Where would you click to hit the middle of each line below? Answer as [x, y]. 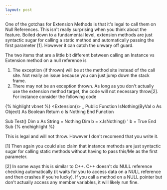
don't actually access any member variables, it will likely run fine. [72, 182]
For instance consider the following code [54, 96]
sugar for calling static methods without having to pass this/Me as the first [82, 151]
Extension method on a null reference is [46, 60]
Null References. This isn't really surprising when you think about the [76, 29]
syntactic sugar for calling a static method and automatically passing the [80, 40]
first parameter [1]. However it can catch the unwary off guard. [69, 45]
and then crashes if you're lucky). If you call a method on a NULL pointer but [84, 177]
